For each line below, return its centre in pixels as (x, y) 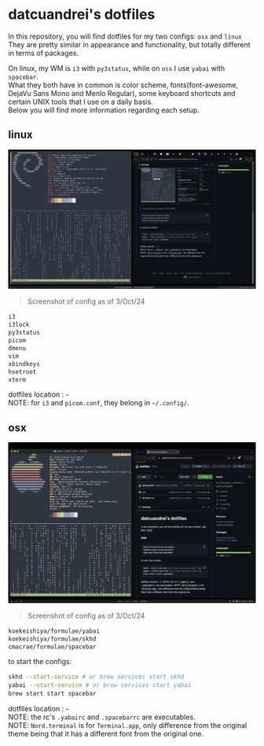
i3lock (19, 325)
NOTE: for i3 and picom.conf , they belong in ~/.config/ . (99, 403)
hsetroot (22, 372)
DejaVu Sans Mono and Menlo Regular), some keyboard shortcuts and (122, 93)
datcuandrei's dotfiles (82, 15)
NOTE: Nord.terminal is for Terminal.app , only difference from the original (128, 725)
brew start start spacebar (52, 694)
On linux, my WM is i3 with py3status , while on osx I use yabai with (117, 68)
